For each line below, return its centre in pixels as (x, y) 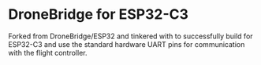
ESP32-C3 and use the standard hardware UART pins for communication (127, 44)
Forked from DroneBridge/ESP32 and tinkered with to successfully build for (131, 36)
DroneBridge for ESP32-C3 (99, 14)
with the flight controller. (48, 52)
